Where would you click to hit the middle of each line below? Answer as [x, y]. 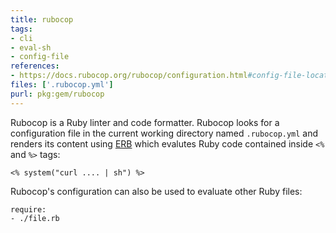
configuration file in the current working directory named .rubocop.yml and [164, 133]
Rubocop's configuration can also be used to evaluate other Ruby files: [156, 191]
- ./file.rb [35, 218]
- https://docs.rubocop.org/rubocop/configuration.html [129, 76]
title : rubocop [42, 19]
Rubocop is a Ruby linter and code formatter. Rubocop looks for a [145, 122]
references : [35, 66]
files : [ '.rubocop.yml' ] [62, 85]
